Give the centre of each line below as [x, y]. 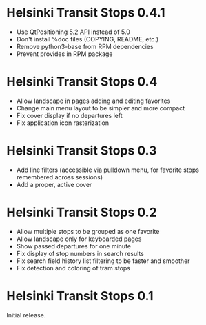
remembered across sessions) [60, 177]
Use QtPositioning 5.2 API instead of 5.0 [73, 32]
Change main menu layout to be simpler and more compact [101, 108]
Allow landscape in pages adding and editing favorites [93, 101]
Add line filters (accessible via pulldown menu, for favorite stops [107, 170]
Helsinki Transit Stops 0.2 [82, 213]
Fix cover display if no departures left [70, 115]
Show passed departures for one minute [74, 246]
